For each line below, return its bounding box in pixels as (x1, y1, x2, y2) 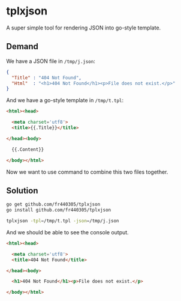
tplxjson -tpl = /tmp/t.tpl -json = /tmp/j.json (6, 218, 119, 224)
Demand (6, 41, 39, 52)
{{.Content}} (11, 146, 44, 153)
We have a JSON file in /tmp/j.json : (6, 57, 96, 64)
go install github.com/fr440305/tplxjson (6, 207, 111, 213)
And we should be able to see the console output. (6, 228, 129, 236)
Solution (6, 185, 38, 196)
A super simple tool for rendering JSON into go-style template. (6, 24, 161, 31)
